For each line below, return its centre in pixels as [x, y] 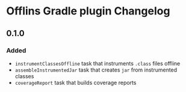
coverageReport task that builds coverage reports [76, 82]
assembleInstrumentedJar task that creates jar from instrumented [96, 70]
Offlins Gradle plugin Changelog [88, 11]
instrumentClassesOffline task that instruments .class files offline [98, 63]
